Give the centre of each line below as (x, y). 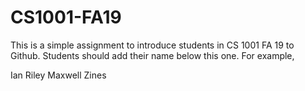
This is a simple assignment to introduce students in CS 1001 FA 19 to (152, 45)
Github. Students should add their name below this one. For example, (152, 55)
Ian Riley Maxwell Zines (58, 75)
